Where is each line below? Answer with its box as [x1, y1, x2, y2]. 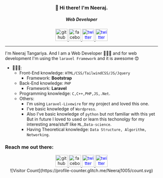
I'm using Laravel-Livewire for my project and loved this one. [26, 101, 149, 106]
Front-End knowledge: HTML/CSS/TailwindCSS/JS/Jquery [19, 70, 130, 75]
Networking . [26, 132, 50, 137]
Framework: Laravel [26, 85, 67, 91]
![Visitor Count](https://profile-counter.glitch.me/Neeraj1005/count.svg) [10, 168, 153, 174]
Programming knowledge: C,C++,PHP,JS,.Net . [19, 90, 111, 96]
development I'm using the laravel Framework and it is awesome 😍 [5, 55, 139, 61]
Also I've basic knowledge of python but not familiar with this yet [26, 111, 155, 117]
